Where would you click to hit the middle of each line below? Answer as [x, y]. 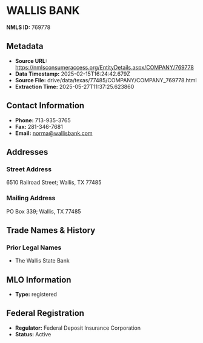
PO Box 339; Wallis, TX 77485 [44, 211]
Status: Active [33, 334]
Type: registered [36, 295]
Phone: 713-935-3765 [43, 120]
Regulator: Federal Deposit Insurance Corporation [78, 328]
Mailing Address [31, 198]
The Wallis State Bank [42, 261]
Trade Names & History [51, 230]
